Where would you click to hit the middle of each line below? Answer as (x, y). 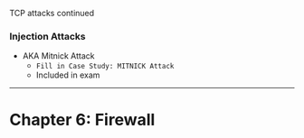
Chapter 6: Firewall (82, 120)
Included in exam (68, 75)
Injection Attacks (47, 36)
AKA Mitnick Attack (58, 56)
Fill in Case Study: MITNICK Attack (105, 67)
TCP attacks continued (52, 13)
